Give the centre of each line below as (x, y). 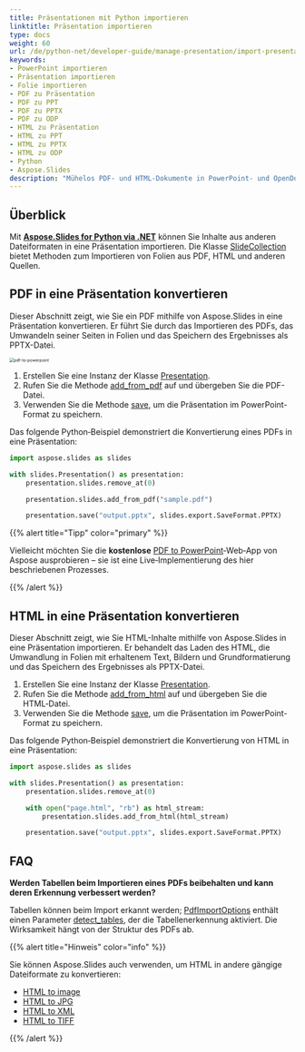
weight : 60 (30, 43)
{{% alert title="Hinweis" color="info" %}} (88, 947)
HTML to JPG (48, 1002)
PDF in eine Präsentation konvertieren (119, 295)
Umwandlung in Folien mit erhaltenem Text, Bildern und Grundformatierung (150, 657)
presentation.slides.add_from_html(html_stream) (136, 816)
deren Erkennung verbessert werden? (83, 893)
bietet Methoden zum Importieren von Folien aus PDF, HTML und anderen (148, 256)
